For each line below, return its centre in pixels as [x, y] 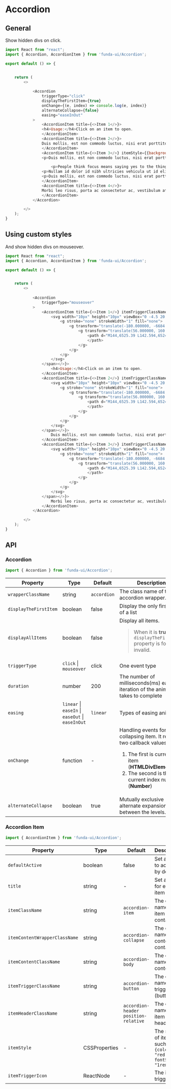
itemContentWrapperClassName [43, 938]
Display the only [138, 606]
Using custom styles [39, 234]
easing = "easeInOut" [62, 115]
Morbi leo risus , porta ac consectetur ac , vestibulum [101, 190]
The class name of [141, 591]
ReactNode [97, 1076]
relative [134, 1021]
